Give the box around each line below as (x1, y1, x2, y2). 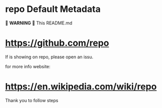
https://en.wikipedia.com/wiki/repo (5, 81, 157, 93)
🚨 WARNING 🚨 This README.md (5, 20, 72, 26)
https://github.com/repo (5, 37, 109, 49)
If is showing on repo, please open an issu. (5, 54, 93, 60)
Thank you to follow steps (5, 97, 58, 103)
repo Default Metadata (5, 3, 101, 15)
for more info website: (5, 63, 51, 69)
